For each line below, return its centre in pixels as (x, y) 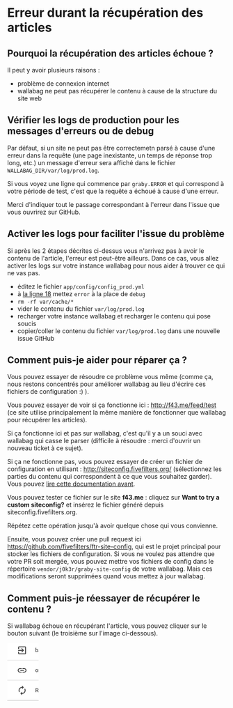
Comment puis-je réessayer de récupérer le (104, 598)
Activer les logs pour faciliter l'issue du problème (116, 234)
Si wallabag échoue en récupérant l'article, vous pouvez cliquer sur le (107, 626)
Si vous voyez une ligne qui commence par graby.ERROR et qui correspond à (116, 183)
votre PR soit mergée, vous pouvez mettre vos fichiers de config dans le (111, 562)
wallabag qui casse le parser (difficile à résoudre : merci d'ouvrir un (104, 441)
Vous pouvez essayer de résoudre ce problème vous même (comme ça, (110, 377)
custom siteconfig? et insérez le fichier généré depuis (86, 505)
